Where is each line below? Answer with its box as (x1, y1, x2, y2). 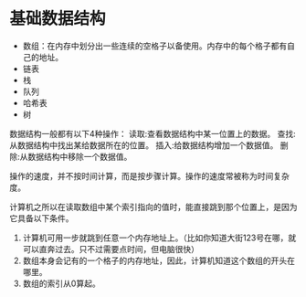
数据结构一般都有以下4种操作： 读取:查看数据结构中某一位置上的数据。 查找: (9, 128, 296, 139)
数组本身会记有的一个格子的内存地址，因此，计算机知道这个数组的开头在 (22, 255, 295, 266)
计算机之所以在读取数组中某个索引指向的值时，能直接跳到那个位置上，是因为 (9, 201, 298, 212)
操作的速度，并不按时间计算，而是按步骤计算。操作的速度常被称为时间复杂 (9, 170, 290, 181)
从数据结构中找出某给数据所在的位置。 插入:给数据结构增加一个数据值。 (9, 139, 279, 151)
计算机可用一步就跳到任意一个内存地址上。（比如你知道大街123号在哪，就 (22, 232, 297, 243)
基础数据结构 (9, 8, 107, 29)
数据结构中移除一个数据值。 (27, 151, 132, 162)
